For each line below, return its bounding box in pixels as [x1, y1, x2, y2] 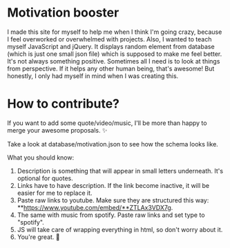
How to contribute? [7, 96, 119, 112]
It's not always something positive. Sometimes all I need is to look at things [7, 57, 220, 65]
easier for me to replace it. [17, 189, 93, 197]
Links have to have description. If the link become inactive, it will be [17, 181, 209, 189]
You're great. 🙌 [17, 233, 60, 241]
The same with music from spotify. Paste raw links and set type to [17, 211, 205, 219]
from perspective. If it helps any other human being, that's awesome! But [7, 64, 215, 73]
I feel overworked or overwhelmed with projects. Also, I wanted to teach [7, 35, 212, 43]
